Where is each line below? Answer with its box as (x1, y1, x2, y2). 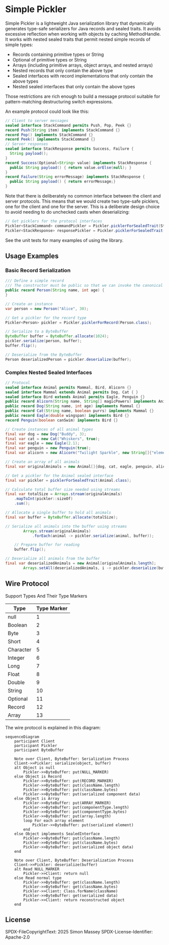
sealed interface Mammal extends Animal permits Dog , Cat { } (5, 390, 138, 395)
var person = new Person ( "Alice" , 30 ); (5, 306, 89, 311)
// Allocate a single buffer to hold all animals (5, 510, 112, 515)
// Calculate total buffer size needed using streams (5, 487, 121, 492)
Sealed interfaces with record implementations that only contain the (12, 73, 153, 79)
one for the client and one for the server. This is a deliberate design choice (5, 204, 160, 210)
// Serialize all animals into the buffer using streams (5, 524, 127, 529)
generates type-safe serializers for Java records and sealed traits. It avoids (5, 25, 161, 31)
